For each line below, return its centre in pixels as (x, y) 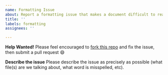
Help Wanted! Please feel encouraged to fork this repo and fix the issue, (80, 47)
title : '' (15, 19)
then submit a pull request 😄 (35, 52)
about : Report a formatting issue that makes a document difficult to (80, 14)
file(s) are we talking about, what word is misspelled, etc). (64, 67)
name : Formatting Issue (30, 10)
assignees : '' (20, 28)
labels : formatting (25, 24)
